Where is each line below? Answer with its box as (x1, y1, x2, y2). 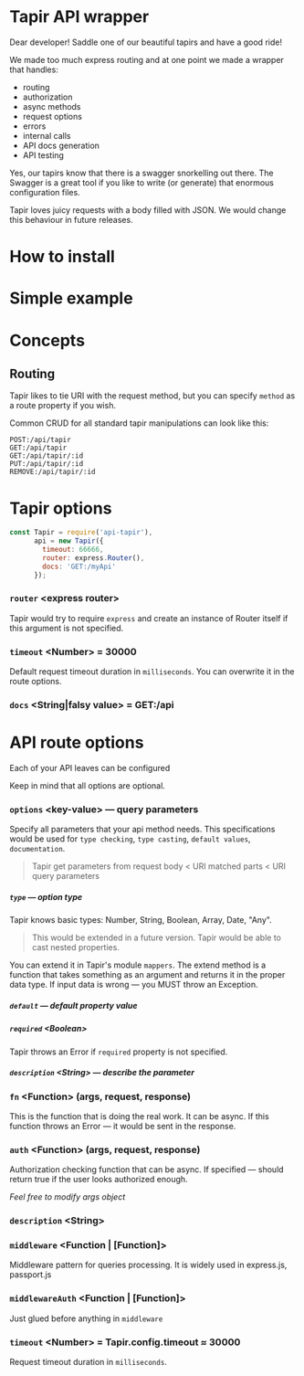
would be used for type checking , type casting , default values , (9, 833, 251, 844)
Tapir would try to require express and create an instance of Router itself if (9, 612, 288, 623)
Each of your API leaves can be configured (9, 762, 171, 773)
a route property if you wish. (9, 400, 117, 411)
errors (22, 121, 47, 132)
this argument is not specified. (9, 622, 124, 633)
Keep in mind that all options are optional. (9, 779, 166, 791)
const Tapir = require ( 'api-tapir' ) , (9, 528, 153, 537)
